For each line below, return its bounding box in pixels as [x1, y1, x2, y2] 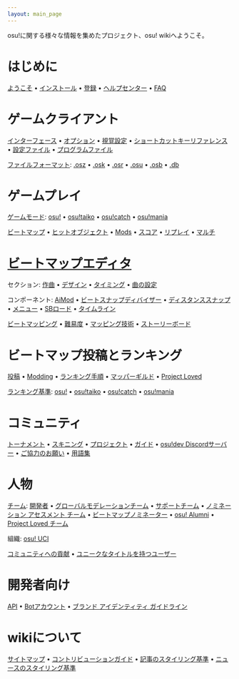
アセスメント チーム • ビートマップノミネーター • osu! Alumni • [27, 511, 215, 519]
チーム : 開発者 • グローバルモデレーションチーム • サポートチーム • [7, 501, 205, 510]
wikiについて [7, 630, 82, 646]
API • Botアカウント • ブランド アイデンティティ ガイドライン [7, 602, 188, 611]
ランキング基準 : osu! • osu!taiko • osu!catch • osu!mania [7, 387, 175, 396]
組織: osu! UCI [7, 534, 49, 543]
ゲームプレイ [7, 188, 82, 204]
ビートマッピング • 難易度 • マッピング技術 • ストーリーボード [7, 320, 191, 328]
